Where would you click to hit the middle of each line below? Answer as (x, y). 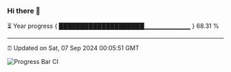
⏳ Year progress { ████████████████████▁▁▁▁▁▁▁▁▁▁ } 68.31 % (113, 26)
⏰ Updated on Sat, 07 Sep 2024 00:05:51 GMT (73, 48)
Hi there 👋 (24, 11)
